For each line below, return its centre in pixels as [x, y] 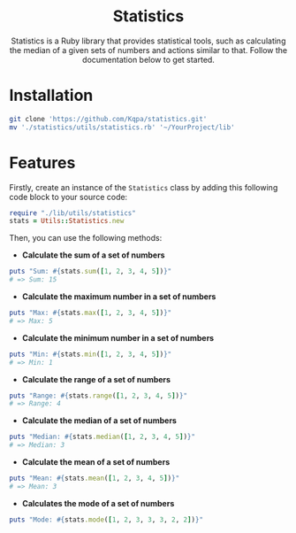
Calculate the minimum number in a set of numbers [118, 337]
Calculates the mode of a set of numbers [98, 503]
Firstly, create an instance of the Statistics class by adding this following [144, 187]
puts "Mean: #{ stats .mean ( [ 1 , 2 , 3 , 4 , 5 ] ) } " [95, 479]
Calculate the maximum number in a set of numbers [119, 297]
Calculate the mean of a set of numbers [96, 462]
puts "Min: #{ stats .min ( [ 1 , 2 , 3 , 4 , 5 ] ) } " [91, 354]
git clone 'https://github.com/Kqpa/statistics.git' [108, 119]
